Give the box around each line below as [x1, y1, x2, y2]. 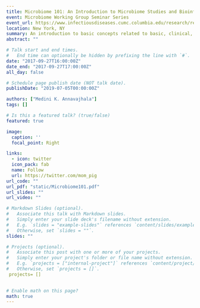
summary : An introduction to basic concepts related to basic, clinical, [6, 31, 193, 37]
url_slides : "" [6, 189, 44, 195]
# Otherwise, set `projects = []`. [6, 266, 100, 272]
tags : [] [6, 102, 28, 108]
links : [6, 150, 23, 156]
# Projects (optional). [6, 244, 65, 250]
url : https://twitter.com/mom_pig [11, 172, 97, 178]
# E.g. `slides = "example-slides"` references [6, 222, 132, 228]
